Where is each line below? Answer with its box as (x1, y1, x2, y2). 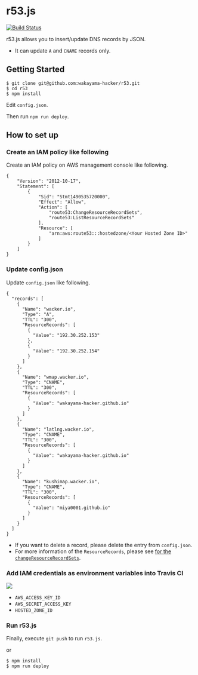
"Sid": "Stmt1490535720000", (38, 194, 111, 200)
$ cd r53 (6, 85, 28, 91)
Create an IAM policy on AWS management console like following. (6, 161, 168, 168)
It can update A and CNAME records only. (14, 47, 111, 54)
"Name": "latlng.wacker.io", (21, 426, 95, 432)
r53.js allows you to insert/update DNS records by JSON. (6, 35, 146, 42)
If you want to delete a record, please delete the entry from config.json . (14, 541, 193, 548)
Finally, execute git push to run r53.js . (6, 635, 103, 642)
